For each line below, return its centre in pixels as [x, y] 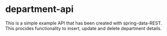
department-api [39, 9]
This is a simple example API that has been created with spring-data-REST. [84, 23]
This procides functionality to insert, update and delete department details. [83, 28]
